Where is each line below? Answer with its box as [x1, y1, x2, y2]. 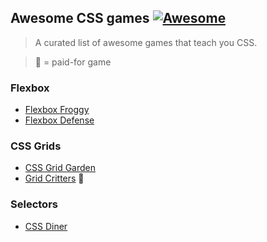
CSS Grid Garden [24, 162, 97, 174]
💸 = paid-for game [34, 56, 112, 68]
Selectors [10, 197, 58, 211]
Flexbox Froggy [24, 104, 90, 116]
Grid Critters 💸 [24, 172, 85, 185]
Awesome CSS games [10, 10, 150, 27]
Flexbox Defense [24, 114, 95, 126]
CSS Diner [24, 220, 68, 232]
